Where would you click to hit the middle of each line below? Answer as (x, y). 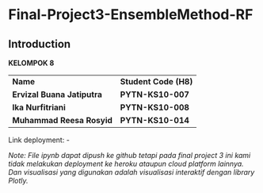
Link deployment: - (39, 140)
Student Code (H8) (156, 81)
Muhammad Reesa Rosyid (63, 120)
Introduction (40, 44)
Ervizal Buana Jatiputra (57, 95)
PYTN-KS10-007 (155, 95)
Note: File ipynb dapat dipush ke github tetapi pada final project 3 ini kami (130, 155)
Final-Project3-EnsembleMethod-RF (131, 15)
